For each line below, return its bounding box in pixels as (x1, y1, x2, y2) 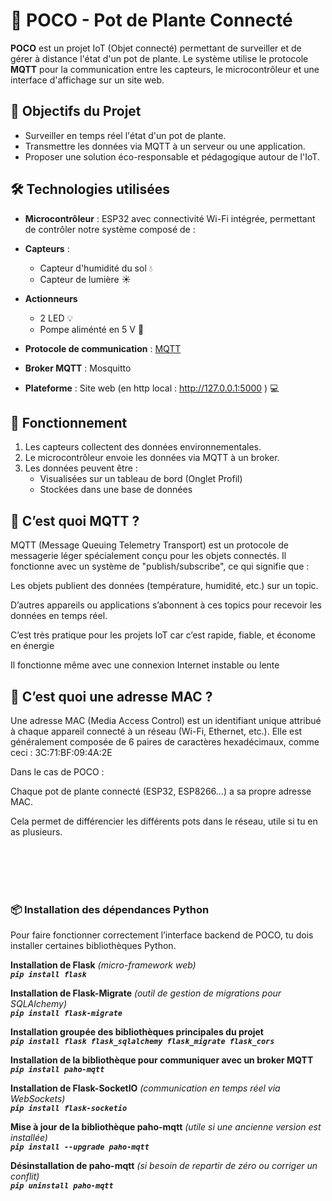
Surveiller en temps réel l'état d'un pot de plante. (24, 129, 227, 141)
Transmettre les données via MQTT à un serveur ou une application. (24, 140, 306, 152)
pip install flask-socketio (10, 1104, 128, 1114)
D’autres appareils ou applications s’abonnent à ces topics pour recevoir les (10, 599, 322, 611)
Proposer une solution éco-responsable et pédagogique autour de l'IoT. (24, 150, 320, 163)
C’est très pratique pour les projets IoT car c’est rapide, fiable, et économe (10, 629, 316, 641)
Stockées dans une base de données (39, 484, 193, 496)
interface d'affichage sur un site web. (10, 74, 165, 86)
